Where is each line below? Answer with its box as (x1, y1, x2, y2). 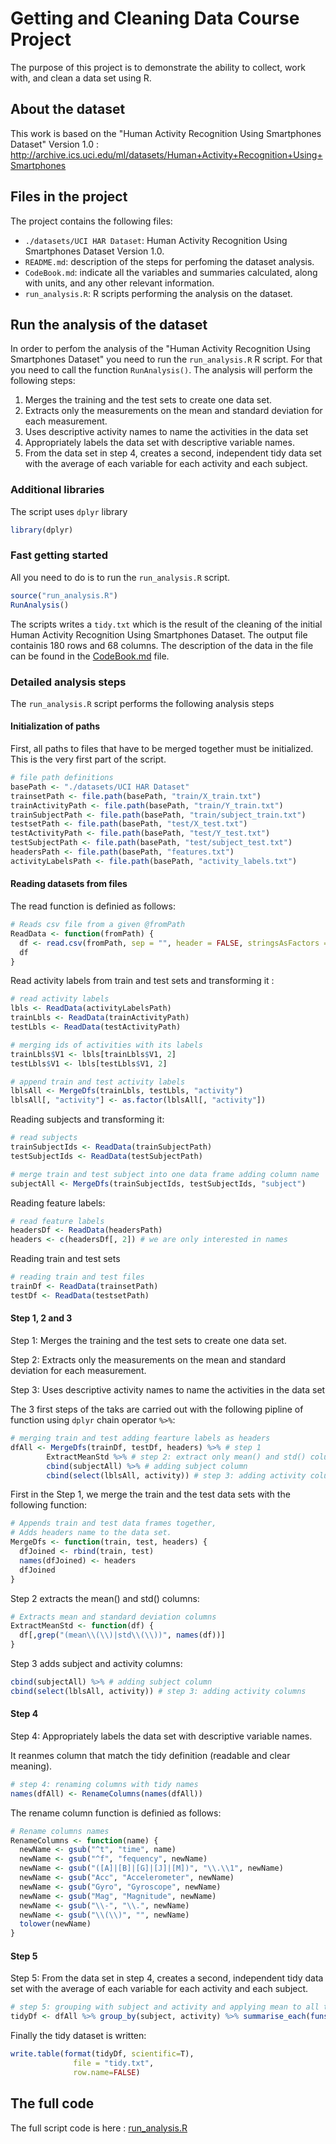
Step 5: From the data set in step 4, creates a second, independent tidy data (10, 1972, 324, 1984)
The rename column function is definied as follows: (10, 1807, 222, 1819)
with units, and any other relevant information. (24, 277, 215, 289)
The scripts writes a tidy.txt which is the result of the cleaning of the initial (10, 618, 323, 630)
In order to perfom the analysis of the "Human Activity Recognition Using (10, 343, 311, 355)
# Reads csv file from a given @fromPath (10, 920, 186, 930)
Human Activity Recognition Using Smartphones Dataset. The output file (10, 628, 308, 641)
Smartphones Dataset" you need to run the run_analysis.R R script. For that (10, 353, 323, 366)
